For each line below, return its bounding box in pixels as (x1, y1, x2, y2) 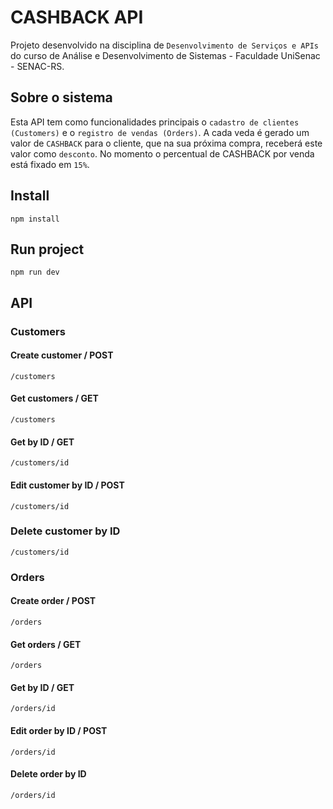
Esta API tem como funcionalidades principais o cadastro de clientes (10, 116, 300, 128)
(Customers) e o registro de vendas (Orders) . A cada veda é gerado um (10, 126, 310, 138)
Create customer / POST (10, 349, 114, 361)
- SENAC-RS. (10, 60, 65, 72)
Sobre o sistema (10, 89, 113, 106)
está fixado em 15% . (10, 158, 90, 170)
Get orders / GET (10, 638, 82, 650)
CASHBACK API (10, 6, 144, 29)
